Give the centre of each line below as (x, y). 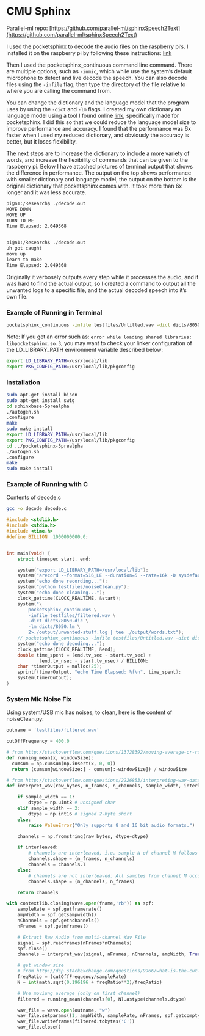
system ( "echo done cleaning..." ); (61, 593)
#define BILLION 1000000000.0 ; (47, 537)
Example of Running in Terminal (54, 312)
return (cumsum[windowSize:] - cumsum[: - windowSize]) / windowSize (99, 769)
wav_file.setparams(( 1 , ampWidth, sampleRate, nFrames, (90, 1016)
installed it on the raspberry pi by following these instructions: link (89, 53)
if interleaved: (38, 847)
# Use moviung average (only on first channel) (79, 993)
